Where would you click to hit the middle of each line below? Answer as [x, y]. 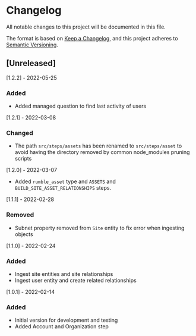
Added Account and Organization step [61, 326]
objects [24, 234]
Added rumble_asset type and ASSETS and [65, 181]
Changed [20, 133]
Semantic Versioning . [32, 45]
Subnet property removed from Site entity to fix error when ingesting [99, 228]
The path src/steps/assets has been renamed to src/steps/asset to [98, 146]
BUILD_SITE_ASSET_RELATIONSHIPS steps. [63, 188]
